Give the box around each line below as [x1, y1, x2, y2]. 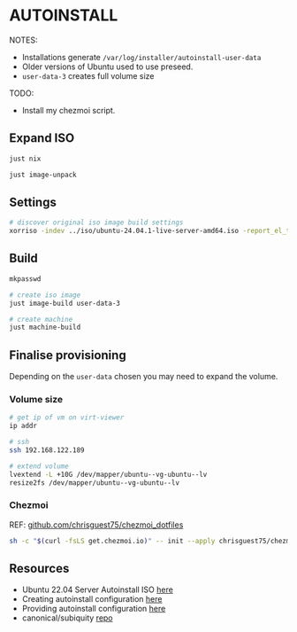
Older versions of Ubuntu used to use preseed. [21, 61, 194, 72]
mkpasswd [9, 274, 42, 284]
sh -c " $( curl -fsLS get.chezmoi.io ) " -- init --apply [9, 536, 216, 545]
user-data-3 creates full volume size [21, 70, 155, 81]
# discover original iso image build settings [9, 218, 184, 227]
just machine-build [9, 323, 81, 332]
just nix [9, 154, 42, 163]
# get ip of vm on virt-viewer [9, 413, 125, 422]
